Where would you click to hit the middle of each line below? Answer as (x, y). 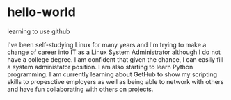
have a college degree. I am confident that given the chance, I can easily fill (115, 59)
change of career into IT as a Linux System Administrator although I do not (114, 52)
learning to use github (39, 31)
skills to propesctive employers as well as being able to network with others (115, 81)
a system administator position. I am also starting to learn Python (100, 67)
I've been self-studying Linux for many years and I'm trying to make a (107, 44)
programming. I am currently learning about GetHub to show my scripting (112, 74)
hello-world (42, 12)
